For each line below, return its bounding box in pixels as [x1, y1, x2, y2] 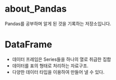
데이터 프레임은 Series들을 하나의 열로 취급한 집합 [12, 56, 111, 62]
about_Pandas [5, 3, 67, 15]
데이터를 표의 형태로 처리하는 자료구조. [12, 62, 89, 69]
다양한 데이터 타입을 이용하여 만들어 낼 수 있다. [12, 69, 105, 75]
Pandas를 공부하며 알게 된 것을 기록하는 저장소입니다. [5, 20, 111, 26]
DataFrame [5, 39, 52, 50]
